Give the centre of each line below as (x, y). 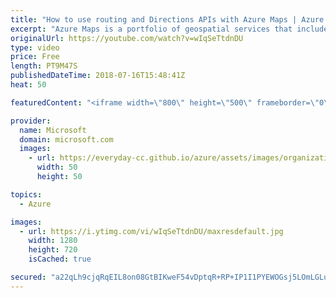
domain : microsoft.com (66, 139)
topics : (26, 194)
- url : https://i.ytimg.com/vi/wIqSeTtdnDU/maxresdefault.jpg (151, 231)
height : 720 (53, 250)
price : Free (35, 57)
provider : (31, 121)
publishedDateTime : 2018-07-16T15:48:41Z (98, 76)
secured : (28, 277)
